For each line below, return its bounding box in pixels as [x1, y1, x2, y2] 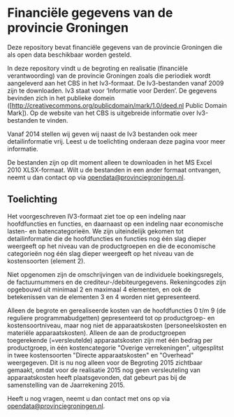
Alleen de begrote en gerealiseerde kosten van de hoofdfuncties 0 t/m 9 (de [7, 306, 226, 315]
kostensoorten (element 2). [7, 257, 86, 265]
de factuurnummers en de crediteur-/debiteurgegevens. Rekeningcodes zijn [7, 278, 226, 286]
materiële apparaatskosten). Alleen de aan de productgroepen [7, 328, 187, 337]
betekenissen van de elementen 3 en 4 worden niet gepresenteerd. [7, 292, 201, 301]
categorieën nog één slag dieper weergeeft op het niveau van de [7, 249, 194, 257]
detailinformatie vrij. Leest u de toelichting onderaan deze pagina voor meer [7, 137, 226, 145]
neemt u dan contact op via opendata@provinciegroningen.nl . [7, 173, 186, 182]
